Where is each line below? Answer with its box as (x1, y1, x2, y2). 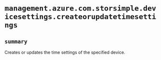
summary (4, 38, 28, 45)
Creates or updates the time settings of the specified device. (4, 49, 125, 55)
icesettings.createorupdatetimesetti (4, 12, 157, 22)
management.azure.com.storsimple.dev (4, 4, 157, 13)
